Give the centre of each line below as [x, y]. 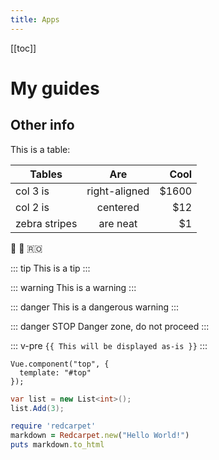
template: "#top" [55, 372]
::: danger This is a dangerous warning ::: [95, 307]
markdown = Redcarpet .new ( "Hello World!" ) [100, 436]
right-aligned [118, 191]
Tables [46, 174]
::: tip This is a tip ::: [50, 268]
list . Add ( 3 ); [37, 408]
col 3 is [32, 191]
